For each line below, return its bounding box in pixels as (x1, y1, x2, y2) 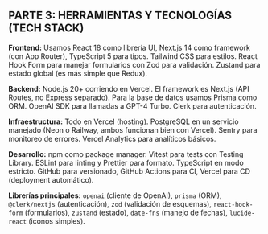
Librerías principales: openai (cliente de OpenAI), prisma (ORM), (8, 191, 222, 200)
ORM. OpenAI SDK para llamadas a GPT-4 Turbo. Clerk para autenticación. (8, 101, 257, 110)
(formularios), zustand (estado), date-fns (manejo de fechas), (24, 207, 228, 217)
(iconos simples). (27, 216, 86, 226)
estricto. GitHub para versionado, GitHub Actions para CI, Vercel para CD (8, 166, 251, 176)
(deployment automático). (8, 174, 94, 184)
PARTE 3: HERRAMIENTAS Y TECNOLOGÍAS (8, 9, 232, 23)
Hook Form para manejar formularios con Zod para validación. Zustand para (8, 60, 261, 69)
